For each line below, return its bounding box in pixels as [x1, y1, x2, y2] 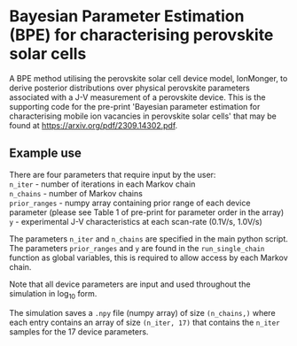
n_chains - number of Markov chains [9, 188, 144, 198]
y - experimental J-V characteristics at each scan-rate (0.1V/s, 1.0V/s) [9, 216, 263, 227]
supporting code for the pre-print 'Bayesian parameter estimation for [9, 101, 261, 111]
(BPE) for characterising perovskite [9, 25, 274, 45]
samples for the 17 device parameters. [9, 326, 149, 337]
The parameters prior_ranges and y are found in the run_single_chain [9, 242, 265, 253]
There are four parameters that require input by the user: [9, 169, 216, 180]
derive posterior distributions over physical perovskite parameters [9, 82, 250, 93]
